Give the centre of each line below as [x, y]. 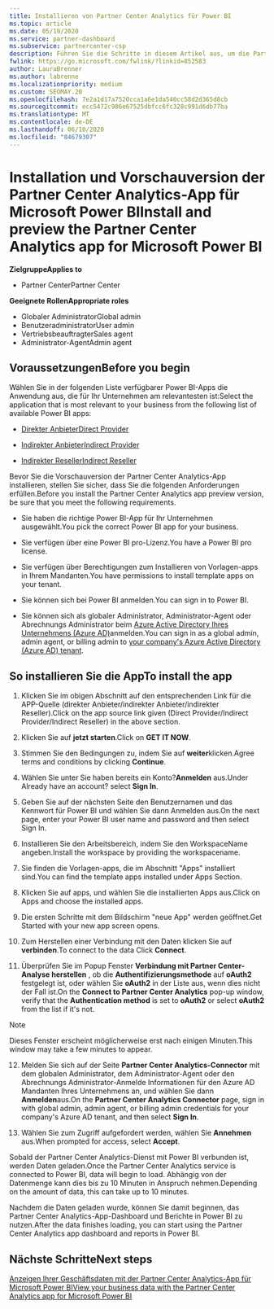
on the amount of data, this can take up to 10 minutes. [99, 1192]
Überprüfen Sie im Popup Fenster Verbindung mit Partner [119, 966]
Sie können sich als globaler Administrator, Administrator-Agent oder [136, 616]
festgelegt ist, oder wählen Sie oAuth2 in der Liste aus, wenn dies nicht [141, 983]
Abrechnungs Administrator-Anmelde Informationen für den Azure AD [138, 1083]
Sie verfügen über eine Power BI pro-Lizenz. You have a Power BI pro [136, 543]
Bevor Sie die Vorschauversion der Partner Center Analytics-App [117, 476]
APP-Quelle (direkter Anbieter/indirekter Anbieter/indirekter [120, 704]
